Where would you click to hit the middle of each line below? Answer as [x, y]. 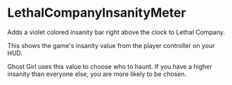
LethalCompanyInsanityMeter [97, 13]
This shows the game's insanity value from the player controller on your [111, 45]
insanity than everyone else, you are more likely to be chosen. [97, 74]
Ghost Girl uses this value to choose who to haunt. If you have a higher [110, 66]
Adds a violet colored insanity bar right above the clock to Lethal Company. [116, 32]
